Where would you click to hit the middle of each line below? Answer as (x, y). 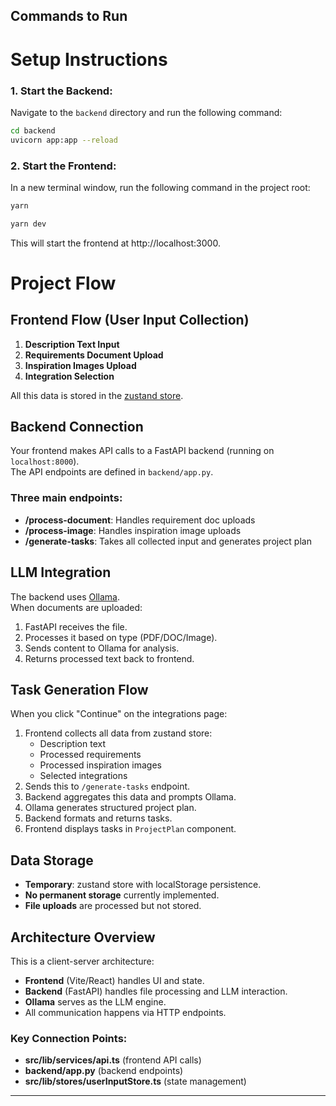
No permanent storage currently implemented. (122, 895)
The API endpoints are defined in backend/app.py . (112, 472)
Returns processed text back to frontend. (109, 658)
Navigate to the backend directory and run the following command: (146, 112)
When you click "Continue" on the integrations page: (119, 714)
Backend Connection (77, 427)
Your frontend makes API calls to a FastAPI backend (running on (142, 451)
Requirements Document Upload (94, 355)
